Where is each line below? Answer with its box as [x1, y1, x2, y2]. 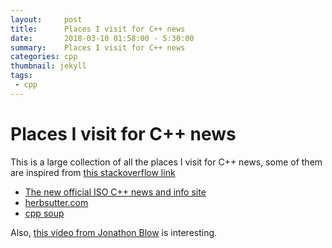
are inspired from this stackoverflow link [10, 166, 176, 178]
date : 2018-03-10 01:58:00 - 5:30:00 [10, 33, 195, 43]
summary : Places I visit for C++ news [10, 42, 186, 53]
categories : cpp [10, 52, 78, 62]
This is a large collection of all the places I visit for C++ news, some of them [10, 156, 323, 168]
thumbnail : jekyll [10, 61, 87, 71]
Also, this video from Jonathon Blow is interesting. [10, 226, 218, 238]
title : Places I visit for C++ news [10, 24, 186, 34]
